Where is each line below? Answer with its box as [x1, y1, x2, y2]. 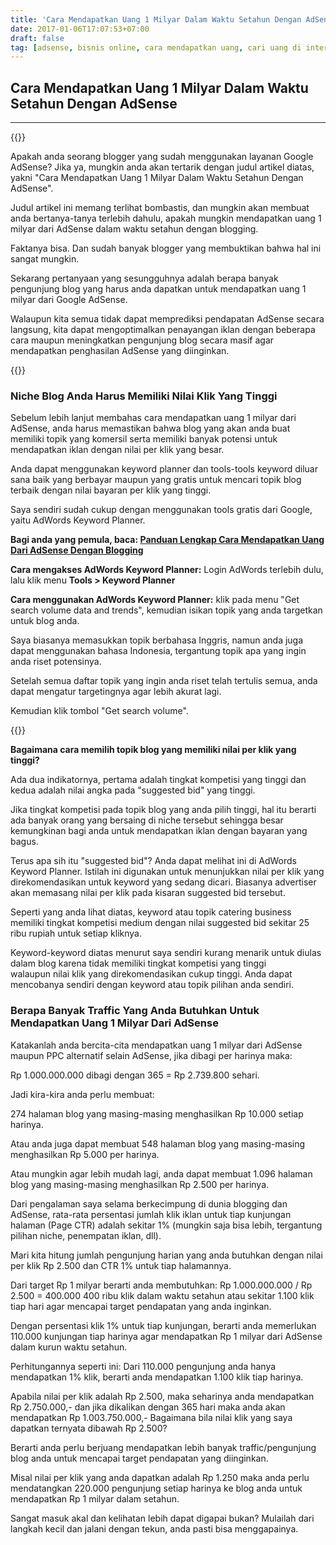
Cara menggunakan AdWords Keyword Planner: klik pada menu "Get [10, 594, 300, 606]
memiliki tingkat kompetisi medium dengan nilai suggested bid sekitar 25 [10, 917, 310, 929]
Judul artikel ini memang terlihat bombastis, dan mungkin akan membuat [10, 202, 310, 214]
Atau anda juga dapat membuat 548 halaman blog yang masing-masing [10, 1137, 306, 1150]
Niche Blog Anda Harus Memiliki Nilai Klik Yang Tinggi [10, 389, 278, 403]
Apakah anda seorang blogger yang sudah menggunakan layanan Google [10, 151, 314, 163]
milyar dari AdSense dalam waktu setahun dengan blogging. [10, 223, 259, 235]
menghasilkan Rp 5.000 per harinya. [10, 1148, 160, 1160]
